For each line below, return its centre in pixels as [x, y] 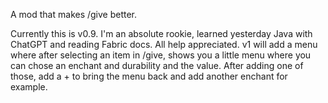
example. [29, 87]
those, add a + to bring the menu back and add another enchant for [149, 76]
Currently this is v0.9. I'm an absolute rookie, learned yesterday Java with [161, 33]
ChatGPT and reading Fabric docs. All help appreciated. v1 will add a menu [164, 44]
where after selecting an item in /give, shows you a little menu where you [161, 55]
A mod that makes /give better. [74, 14]
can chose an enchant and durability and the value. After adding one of [157, 65]
